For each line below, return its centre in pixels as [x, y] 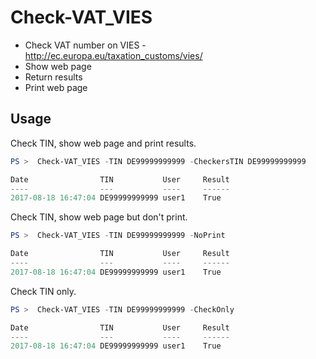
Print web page [56, 87]
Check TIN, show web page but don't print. [99, 217]
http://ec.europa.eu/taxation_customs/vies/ [113, 55]
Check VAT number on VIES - [85, 45]
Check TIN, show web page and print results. [103, 143]
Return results [53, 77]
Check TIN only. [43, 291]
